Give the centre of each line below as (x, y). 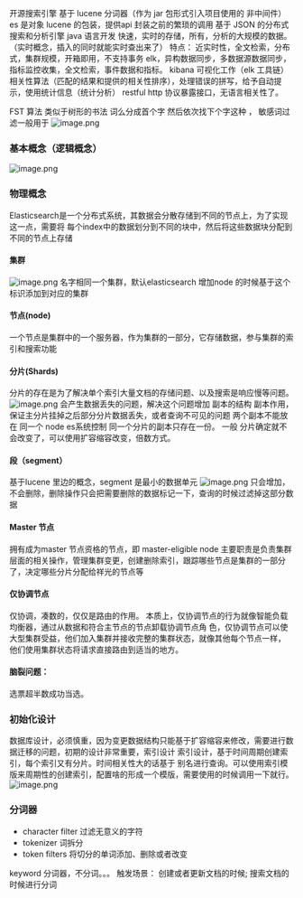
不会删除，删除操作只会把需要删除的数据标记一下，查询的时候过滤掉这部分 (147, 493)
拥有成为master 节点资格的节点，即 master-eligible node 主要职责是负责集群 (151, 548)
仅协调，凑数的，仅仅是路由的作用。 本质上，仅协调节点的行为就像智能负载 (149, 615)
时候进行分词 (33, 884)
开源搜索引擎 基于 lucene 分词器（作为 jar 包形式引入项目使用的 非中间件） (148, 13)
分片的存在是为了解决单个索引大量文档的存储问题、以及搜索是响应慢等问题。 (151, 393)
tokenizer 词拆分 (53, 842)
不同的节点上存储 (41, 238)
